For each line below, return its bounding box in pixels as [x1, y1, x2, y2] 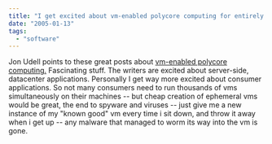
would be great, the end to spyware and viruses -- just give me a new [8, 100, 242, 110]
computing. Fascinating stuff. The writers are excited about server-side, [8, 66, 249, 76]
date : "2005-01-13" [8, 20, 75, 28]
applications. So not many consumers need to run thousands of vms [8, 83, 238, 93]
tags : [8, 27, 27, 35]
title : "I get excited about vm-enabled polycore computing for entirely [8, 11, 265, 20]
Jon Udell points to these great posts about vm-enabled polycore [8, 57, 228, 67]
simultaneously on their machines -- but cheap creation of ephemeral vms [8, 91, 258, 102]
